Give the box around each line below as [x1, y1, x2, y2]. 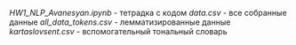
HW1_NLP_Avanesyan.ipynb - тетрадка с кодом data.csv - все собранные [9, 8, 287, 18]
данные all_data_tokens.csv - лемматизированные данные [9, 17, 231, 27]
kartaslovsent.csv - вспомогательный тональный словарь [9, 26, 228, 36]
